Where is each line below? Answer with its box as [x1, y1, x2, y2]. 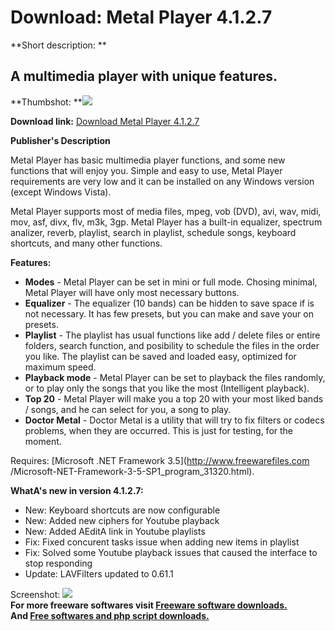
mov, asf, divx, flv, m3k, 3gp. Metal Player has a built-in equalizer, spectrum [10, 216, 323, 228]
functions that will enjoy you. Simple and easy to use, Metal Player [10, 164, 283, 176]
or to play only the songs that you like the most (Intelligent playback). [24, 382, 310, 394]
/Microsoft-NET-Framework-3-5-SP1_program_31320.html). [10, 465, 255, 477]
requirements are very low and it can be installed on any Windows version [10, 175, 315, 187]
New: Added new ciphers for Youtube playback [24, 514, 220, 526]
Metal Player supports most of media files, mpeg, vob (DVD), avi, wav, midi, [10, 205, 322, 217]
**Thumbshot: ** [10, 96, 83, 108]
